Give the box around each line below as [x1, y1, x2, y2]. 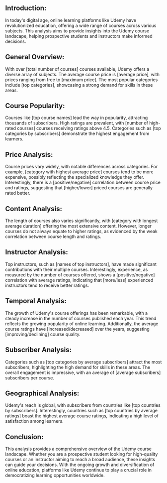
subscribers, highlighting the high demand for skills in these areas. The [5, 364, 151, 370]
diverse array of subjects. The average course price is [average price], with [5, 71, 160, 77]
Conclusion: [5, 433, 44, 441]
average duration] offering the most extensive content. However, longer [5, 223, 152, 229]
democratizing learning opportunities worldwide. [5, 473, 105, 479]
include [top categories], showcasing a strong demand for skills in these [5, 82, 153, 88]
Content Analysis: [5, 204, 62, 213]
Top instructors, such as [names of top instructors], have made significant [5, 261, 157, 267]
